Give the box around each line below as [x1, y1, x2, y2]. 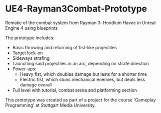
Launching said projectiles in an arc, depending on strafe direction [12, 60, 149, 66]
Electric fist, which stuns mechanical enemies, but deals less [19, 76, 145, 82]
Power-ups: [12, 66, 36, 72]
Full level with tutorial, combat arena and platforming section [12, 87, 137, 93]
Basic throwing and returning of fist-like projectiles [12, 44, 117, 50]
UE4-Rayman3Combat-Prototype [5, 3, 147, 15]
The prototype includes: [5, 35, 55, 41]
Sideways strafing [12, 55, 50, 61]
